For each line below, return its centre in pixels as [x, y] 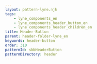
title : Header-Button [27, 32]
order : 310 [16, 45]
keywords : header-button [30, 41]
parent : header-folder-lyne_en [37, 37]
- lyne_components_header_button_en [51, 23]
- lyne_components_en [35, 18]
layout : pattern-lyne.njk [31, 9]
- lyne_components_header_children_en [53, 27]
